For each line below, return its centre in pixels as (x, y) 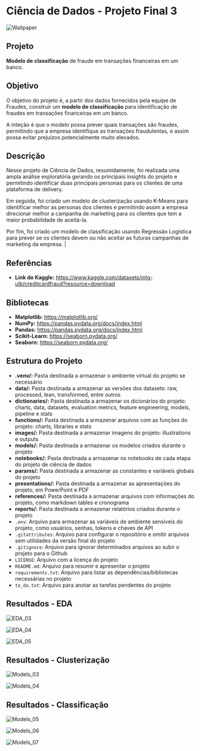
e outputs (27, 439)
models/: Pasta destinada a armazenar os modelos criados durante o (100, 445)
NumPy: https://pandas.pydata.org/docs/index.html (78, 323)
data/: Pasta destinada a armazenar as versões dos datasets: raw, (96, 388)
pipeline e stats (33, 413)
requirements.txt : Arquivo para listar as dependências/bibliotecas (96, 572)
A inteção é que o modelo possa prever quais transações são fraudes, (93, 124)
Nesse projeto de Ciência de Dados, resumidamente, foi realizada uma (93, 170)
